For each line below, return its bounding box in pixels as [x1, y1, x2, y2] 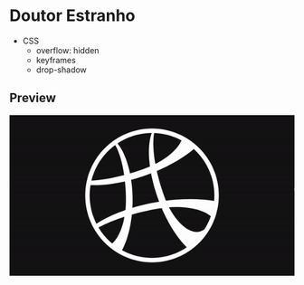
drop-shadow [35, 64, 88, 75]
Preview [9, 90, 57, 106]
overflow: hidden [35, 44, 100, 55]
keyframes [35, 54, 77, 65]
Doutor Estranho [9, 5, 136, 26]
